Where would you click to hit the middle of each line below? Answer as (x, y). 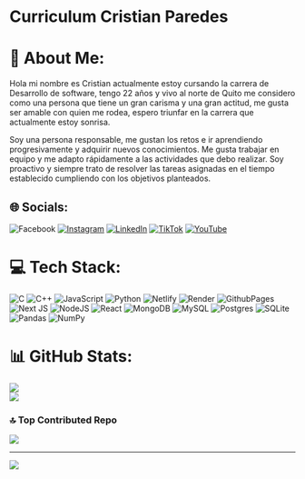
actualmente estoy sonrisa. (60, 122)
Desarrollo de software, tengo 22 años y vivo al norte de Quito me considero (152, 94)
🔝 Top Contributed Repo (64, 420)
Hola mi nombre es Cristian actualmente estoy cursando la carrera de (139, 84)
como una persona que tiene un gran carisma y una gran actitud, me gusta (149, 103)
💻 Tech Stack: (65, 268)
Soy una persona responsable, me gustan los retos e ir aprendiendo (136, 140)
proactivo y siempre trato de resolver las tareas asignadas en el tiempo (142, 169)
